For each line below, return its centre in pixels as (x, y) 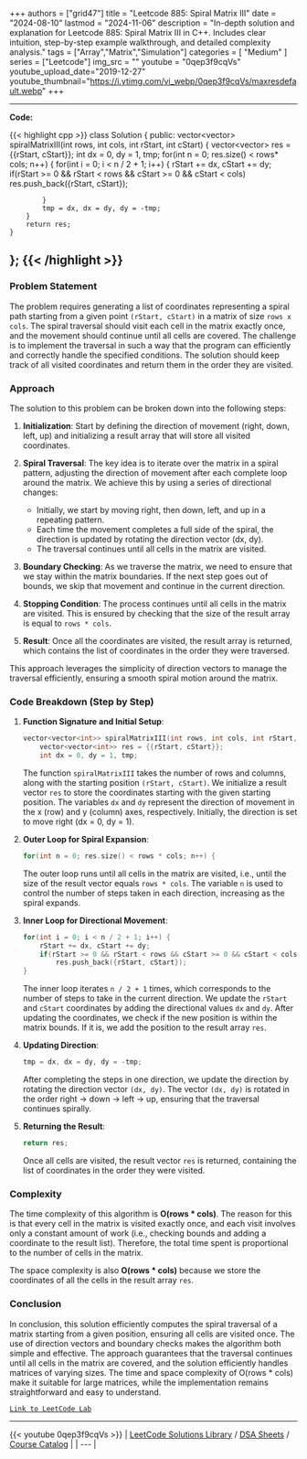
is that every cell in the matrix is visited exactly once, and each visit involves (153, 1224)
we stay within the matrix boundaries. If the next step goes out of (145, 576)
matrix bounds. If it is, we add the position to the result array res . (144, 1027)
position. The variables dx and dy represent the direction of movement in (159, 802)
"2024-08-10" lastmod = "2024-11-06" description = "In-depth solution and (152, 23)
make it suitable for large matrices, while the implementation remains (139, 1382)
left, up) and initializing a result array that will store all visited (137, 435)
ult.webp (26, 91)
